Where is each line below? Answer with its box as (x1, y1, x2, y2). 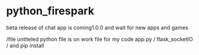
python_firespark (6, 4, 95, 18)
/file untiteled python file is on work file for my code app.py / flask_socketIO (6, 35, 193, 42)
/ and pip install (6, 42, 44, 49)
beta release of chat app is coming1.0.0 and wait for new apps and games (6, 24, 189, 31)
